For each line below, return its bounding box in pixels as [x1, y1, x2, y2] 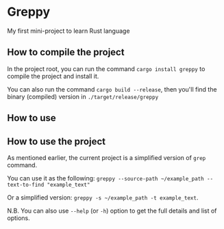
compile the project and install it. [7, 72, 99, 80]
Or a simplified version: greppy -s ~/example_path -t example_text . [7, 193, 199, 202]
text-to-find [7, 181, 45, 188]
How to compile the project [7, 46, 125, 58]
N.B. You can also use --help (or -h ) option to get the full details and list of [7, 206, 217, 215]
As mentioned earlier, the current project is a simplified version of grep [7, 153, 206, 161]
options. [7, 213, 31, 222]
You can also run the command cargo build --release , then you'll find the [7, 85, 217, 93]
